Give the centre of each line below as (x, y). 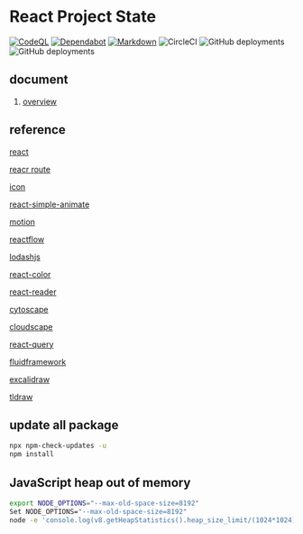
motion (23, 221)
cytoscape (29, 309)
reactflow (27, 239)
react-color (30, 274)
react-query (32, 344)
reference (37, 130)
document (39, 80)
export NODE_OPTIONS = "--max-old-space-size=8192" (105, 503)
